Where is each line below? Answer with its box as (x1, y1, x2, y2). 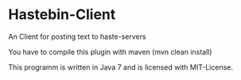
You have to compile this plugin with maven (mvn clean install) (8, 47, 212, 56)
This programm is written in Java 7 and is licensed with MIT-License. (8, 62, 233, 72)
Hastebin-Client (8, 6, 116, 24)
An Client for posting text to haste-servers (8, 32, 146, 41)
